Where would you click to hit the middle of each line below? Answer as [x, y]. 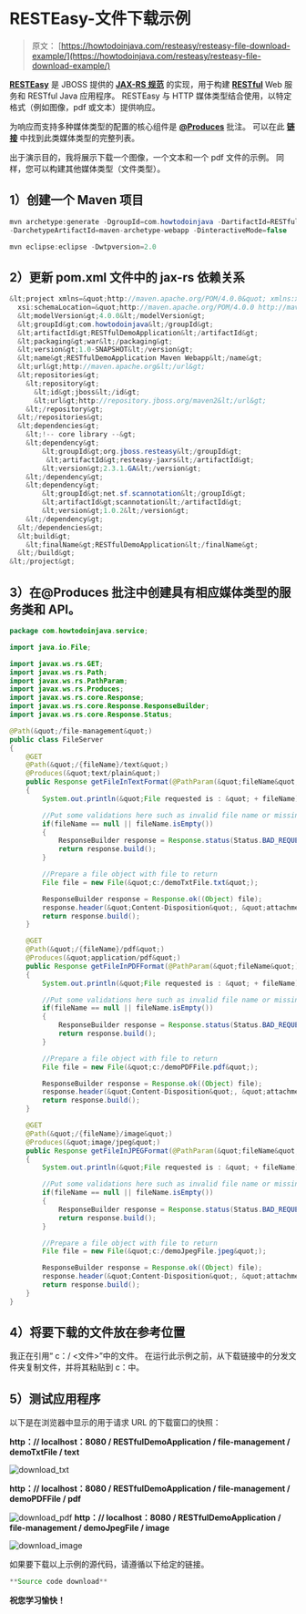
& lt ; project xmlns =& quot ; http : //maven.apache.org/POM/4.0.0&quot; [138, 299]
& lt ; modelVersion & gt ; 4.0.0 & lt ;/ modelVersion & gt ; [112, 315]
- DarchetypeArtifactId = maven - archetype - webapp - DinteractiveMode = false [148, 230]
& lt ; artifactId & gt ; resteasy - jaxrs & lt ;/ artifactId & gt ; [150, 460]
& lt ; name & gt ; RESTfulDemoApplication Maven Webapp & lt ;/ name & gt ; [140, 358]
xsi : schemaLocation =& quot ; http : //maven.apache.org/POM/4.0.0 [136, 308]
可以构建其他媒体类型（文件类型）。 [99, 169]
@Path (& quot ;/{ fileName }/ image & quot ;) [99, 1134]
